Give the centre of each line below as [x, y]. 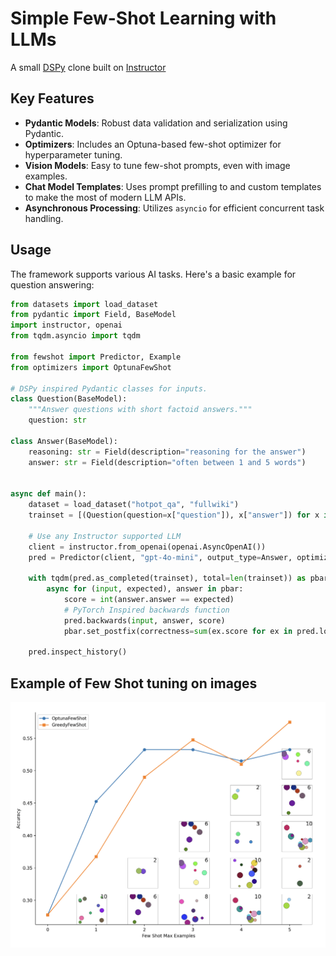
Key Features [52, 98]
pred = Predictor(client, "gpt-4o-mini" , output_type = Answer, [160, 557]
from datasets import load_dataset [84, 304]
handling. [44, 218]
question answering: [52, 284]
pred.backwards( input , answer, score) [144, 620]
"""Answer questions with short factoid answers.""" [140, 410]
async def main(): [48, 494]
